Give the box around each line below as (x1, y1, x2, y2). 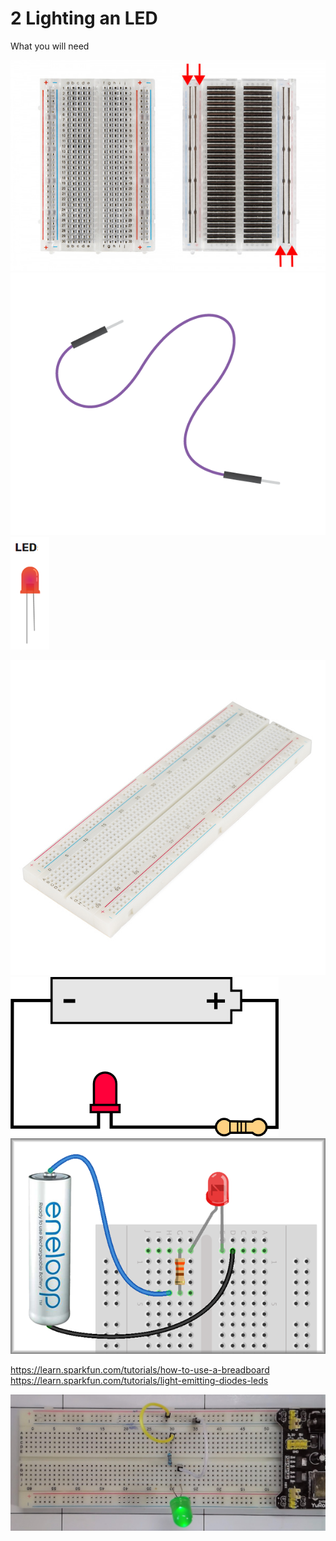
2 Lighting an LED (10, 7, 158, 30)
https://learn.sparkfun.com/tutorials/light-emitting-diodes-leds (10, 1375, 269, 1386)
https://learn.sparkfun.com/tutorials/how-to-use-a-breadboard (10, 1364, 270, 1376)
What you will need (10, 40, 90, 52)
